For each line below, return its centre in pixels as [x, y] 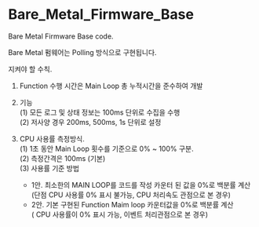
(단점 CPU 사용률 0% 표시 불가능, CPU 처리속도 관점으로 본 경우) [131, 195]
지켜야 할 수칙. [30, 69]
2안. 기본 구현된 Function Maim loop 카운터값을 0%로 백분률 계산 [132, 204]
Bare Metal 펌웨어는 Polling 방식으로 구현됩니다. [82, 52]
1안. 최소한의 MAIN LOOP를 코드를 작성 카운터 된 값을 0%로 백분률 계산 [141, 185]
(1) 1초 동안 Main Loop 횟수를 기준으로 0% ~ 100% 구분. [106, 148]
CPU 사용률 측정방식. [52, 138]
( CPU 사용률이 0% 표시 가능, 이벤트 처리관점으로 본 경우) [120, 214]
